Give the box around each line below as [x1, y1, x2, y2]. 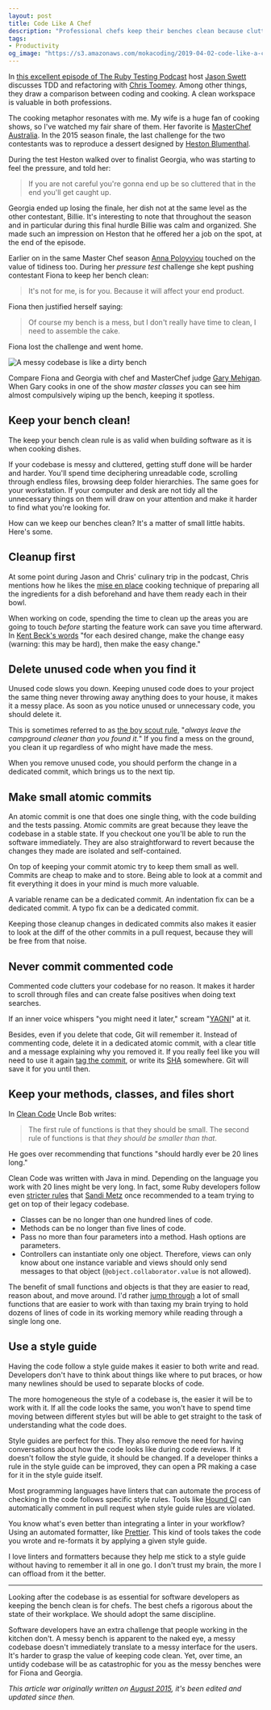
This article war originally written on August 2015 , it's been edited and [8, 1683, 242, 1693]
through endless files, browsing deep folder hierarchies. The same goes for [8, 477, 259, 486]
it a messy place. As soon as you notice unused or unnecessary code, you [8, 701, 256, 711]
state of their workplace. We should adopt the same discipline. [8, 1609, 216, 1619]
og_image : [8, 49, 42, 57]
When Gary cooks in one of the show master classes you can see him [8, 382, 240, 391]
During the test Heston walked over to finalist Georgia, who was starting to [8, 155, 256, 164]
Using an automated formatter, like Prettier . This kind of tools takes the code [8, 1527, 261, 1537]
